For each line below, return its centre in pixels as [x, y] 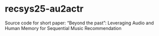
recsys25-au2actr [44, 9]
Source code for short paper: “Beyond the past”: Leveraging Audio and [79, 23]
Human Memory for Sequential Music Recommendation [63, 28]
